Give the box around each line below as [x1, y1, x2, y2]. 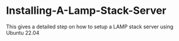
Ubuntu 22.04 [6, 29, 40, 36]
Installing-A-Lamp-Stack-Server [6, 4, 167, 17]
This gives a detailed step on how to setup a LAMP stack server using [6, 23, 174, 30]
